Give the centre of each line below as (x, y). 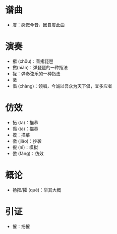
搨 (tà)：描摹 (25, 129)
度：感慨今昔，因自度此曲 (38, 25)
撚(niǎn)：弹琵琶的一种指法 (40, 67)
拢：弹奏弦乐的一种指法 (36, 73)
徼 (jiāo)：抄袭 (27, 141)
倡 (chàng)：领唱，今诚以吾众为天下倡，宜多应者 (62, 86)
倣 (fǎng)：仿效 (28, 153)
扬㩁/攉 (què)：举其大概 (37, 190)
